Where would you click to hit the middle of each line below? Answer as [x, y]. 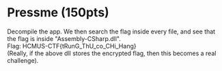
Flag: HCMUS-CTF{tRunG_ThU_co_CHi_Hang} [72, 46]
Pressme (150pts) [58, 13]
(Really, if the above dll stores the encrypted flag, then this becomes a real [112, 53]
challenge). [23, 60]
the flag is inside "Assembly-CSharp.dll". [64, 38]
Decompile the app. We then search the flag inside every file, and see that [111, 31]
